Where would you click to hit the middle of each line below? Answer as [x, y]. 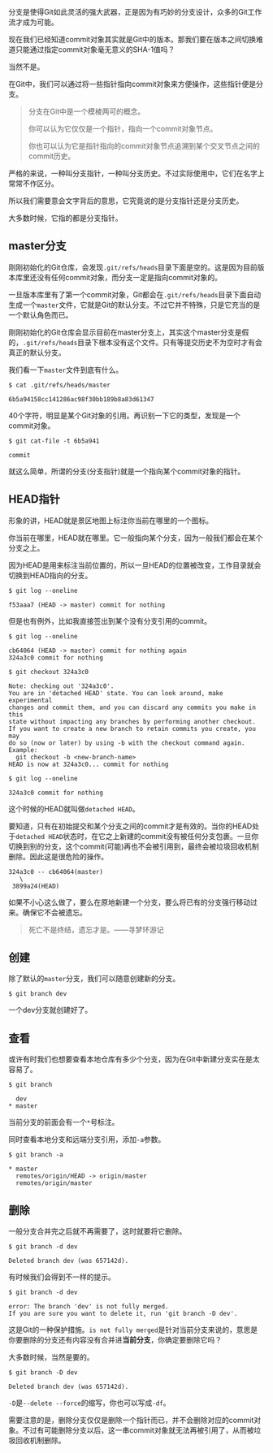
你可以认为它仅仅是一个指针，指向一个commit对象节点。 [123, 129]
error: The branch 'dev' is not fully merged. [89, 1307]
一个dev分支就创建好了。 [50, 1010]
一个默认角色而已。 [41, 314]
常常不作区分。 [33, 184]
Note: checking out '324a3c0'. [61, 686]
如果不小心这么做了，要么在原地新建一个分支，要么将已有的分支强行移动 [129, 902]
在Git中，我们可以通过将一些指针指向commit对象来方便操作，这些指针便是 [132, 84]
